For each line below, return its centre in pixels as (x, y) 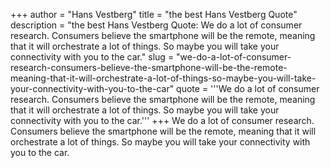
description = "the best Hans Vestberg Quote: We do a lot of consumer (156, 25)
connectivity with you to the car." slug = (92, 57)
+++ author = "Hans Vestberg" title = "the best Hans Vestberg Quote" (154, 14)
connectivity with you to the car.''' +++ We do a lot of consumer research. (162, 120)
